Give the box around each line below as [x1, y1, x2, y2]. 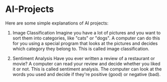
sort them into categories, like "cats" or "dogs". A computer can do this [12, 35, 160, 41]
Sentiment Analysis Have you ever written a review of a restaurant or [12, 55, 155, 61]
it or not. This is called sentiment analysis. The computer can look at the [12, 66, 162, 72]
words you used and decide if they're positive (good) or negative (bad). [12, 71, 161, 77]
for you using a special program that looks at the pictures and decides [12, 40, 158, 46]
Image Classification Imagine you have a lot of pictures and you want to [12, 29, 161, 35]
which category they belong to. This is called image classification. [12, 45, 149, 51]
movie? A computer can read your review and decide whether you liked [12, 60, 161, 66]
